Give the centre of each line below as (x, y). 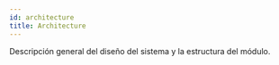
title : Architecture (48, 26)
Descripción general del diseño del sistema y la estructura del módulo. (140, 51)
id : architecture (42, 17)
